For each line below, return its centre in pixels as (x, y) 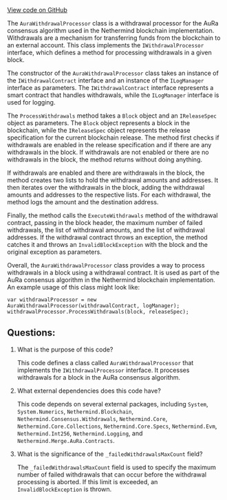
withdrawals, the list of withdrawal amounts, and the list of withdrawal (106, 230)
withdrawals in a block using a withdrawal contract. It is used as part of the (113, 272)
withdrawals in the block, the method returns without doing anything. (105, 160)
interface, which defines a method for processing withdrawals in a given (109, 52)
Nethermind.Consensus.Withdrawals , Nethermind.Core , (92, 418)
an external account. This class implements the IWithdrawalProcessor (106, 45)
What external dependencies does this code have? (89, 391)
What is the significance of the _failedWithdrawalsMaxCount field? (110, 454)
